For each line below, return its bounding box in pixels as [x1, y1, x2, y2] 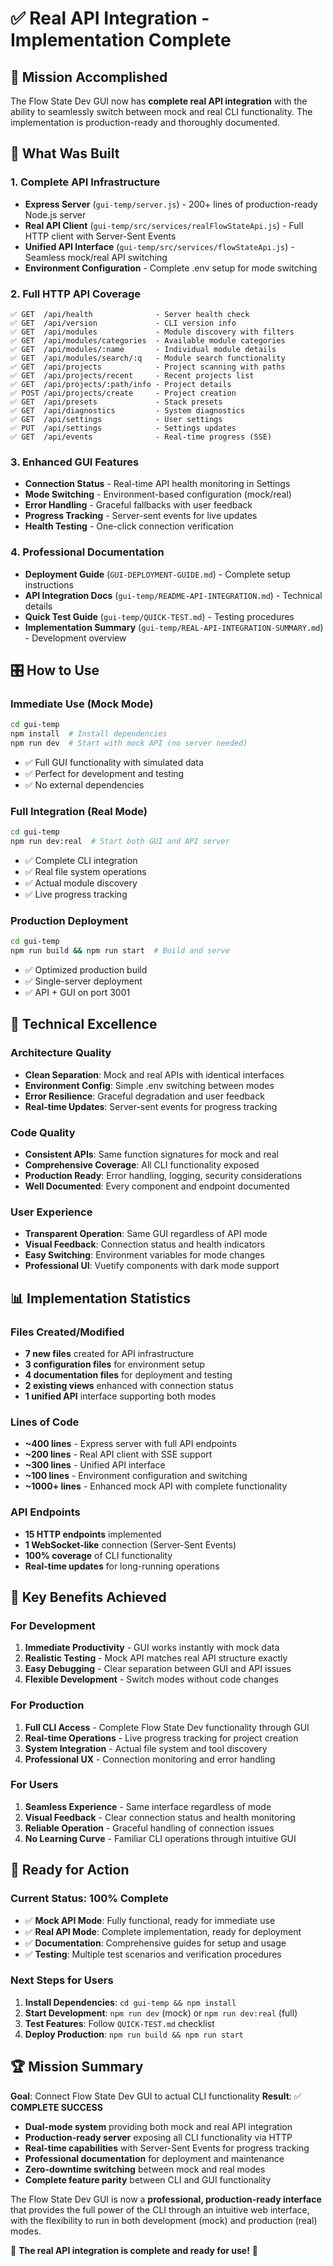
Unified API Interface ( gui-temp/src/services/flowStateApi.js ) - [24, 240, 295, 252]
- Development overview [24, 632, 127, 644]
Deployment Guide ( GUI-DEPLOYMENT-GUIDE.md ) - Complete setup [24, 568, 291, 580]
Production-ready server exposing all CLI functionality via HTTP [24, 2131, 293, 2143]
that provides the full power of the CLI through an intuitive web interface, [10, 2203, 310, 2216]
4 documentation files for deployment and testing [24, 1368, 233, 1381]
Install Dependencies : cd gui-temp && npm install [24, 1996, 237, 2008]
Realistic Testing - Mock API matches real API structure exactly [24, 1652, 288, 1664]
